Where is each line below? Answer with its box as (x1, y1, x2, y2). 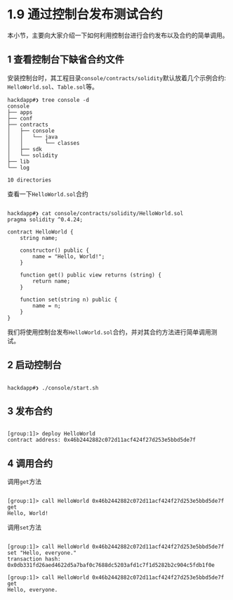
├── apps (7, 108, 33, 116)
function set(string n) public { (20, 296, 118, 303)
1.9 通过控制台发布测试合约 (7, 6, 163, 23)
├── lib (7, 158, 30, 165)
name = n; (32, 302, 61, 309)
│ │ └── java (7, 133, 58, 141)
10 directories (7, 177, 52, 184)
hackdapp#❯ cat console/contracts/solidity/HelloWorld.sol (7, 210, 184, 217)
